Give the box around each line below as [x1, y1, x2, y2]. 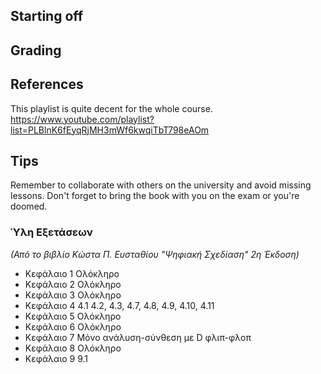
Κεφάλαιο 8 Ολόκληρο [24, 342, 122, 354]
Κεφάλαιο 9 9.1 [24, 352, 89, 364]
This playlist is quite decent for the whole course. [10, 102, 213, 114]
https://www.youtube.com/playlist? [10, 113, 155, 125]
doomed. [10, 200, 48, 213]
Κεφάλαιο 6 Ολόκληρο [24, 320, 122, 333]
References [10, 76, 84, 93]
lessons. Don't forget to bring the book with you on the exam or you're [10, 190, 300, 202]
